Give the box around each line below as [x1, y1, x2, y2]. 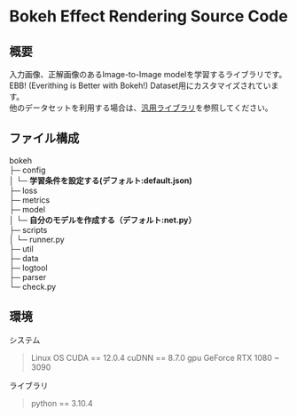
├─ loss [9, 185, 38, 196]
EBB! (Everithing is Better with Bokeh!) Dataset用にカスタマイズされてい [9, 80, 272, 91]
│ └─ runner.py [9, 234, 65, 245]
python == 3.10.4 [30, 397, 93, 408]
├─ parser [9, 271, 47, 282]
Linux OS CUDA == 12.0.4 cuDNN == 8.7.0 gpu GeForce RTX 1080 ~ [30, 352, 280, 363]
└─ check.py [9, 281, 57, 292]
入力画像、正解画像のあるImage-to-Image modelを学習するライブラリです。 [9, 69, 287, 79]
